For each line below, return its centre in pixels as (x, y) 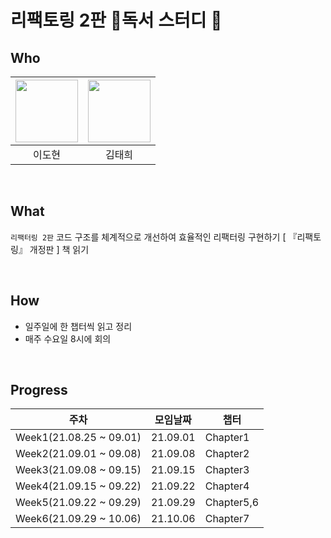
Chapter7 (227, 519)
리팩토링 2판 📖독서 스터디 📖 (116, 20)
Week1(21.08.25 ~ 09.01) (78, 438)
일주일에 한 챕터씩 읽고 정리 (78, 326)
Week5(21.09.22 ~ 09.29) (78, 503)
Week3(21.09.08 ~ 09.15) (78, 470)
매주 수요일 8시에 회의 (68, 338)
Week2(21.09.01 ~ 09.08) (78, 454)
